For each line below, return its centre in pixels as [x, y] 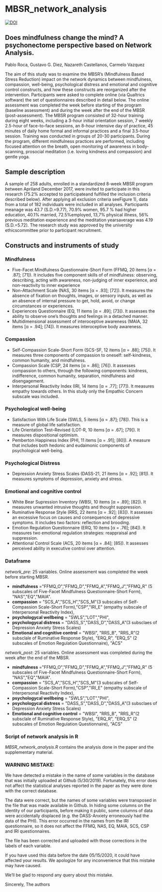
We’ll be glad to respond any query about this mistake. [59, 875]
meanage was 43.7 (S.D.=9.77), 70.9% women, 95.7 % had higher [71, 210]
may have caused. [23, 866]
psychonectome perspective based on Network [78, 45]
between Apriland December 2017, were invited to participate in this [73, 189]
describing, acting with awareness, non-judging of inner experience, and [84, 280]
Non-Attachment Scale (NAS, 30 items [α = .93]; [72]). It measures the [82, 291]
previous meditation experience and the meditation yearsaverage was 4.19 [79, 220]
